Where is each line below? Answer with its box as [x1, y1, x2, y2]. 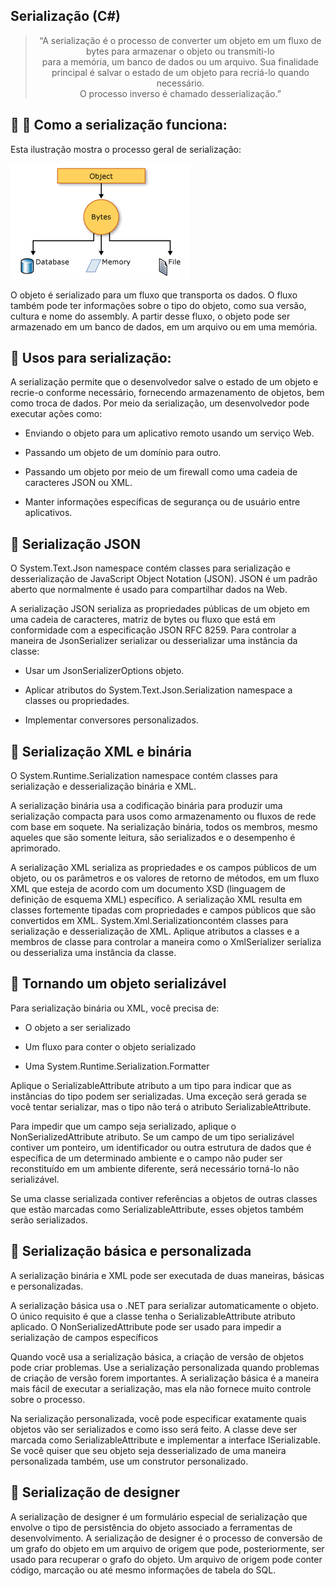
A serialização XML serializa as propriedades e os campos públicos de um [10, 862, 317, 874]
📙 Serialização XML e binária [10, 743, 192, 760]
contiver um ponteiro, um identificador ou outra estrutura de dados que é [10, 1141, 312, 1153]
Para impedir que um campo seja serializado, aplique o [10, 1120, 237, 1132]
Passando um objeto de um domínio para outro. [24, 447, 222, 459]
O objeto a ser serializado [24, 1021, 131, 1033]
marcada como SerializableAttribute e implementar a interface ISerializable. [10, 1434, 321, 1446]
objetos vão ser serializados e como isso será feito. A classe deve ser [10, 1423, 298, 1435]
